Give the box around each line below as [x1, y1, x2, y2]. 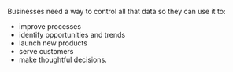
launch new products [18, 38, 88, 48]
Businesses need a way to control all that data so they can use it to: [7, 7, 226, 16]
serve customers [18, 47, 74, 56]
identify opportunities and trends [18, 31, 126, 39]
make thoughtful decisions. [18, 55, 107, 64]
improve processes [18, 22, 82, 31]
